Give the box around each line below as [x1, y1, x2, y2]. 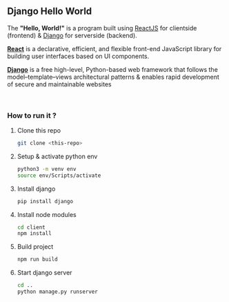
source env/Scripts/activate [17, 172, 101, 179]
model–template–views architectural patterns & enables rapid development [7, 73, 219, 81]
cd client [17, 224, 46, 231]
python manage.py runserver [17, 288, 98, 296]
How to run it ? [7, 111, 57, 120]
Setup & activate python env [17, 152, 98, 160]
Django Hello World [7, 6, 92, 17]
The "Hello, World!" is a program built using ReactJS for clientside [7, 23, 197, 32]
